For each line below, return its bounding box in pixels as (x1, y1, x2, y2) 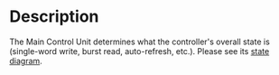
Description (9, 6, 99, 27)
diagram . (9, 55, 42, 66)
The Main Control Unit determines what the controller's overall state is (9, 36, 271, 47)
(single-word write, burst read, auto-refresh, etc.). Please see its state (9, 45, 270, 56)
